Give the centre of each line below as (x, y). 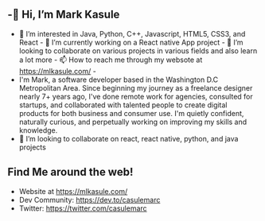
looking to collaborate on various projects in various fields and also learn (138, 50)
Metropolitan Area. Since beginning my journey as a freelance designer (136, 87)
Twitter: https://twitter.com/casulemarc (83, 208)
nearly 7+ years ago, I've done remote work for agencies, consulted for (136, 96)
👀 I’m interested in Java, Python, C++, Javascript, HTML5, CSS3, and (132, 33)
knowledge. (38, 130)
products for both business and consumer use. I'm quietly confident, (131, 113)
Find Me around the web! (70, 172)
